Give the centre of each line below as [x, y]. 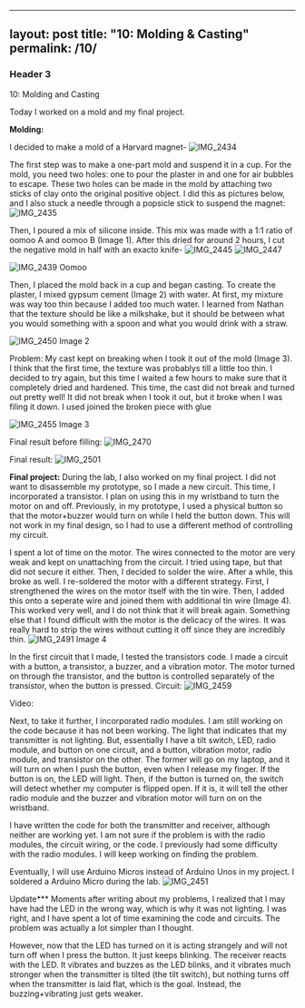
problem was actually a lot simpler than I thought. [102, 927]
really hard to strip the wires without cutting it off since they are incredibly [148, 629]
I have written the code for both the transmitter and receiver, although [140, 825]
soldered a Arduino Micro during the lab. [85, 881]
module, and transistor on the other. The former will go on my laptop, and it [150, 759]
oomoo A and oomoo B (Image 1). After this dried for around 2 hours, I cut [147, 240]
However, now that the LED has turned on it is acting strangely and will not [148, 945]
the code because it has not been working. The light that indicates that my [148, 730]
